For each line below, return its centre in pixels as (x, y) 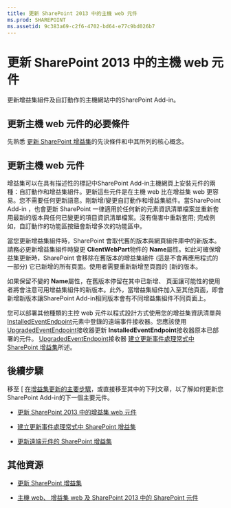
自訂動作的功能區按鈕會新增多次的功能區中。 (82, 226)
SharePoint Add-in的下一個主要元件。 (60, 397)
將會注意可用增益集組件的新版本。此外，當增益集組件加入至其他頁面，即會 (118, 289)
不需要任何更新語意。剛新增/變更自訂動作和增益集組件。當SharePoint (123, 200)
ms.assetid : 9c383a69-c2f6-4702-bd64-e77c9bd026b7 (81, 26)
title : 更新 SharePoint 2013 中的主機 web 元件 (72, 13)
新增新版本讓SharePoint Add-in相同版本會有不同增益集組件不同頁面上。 (108, 298)
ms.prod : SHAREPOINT (37, 20)
